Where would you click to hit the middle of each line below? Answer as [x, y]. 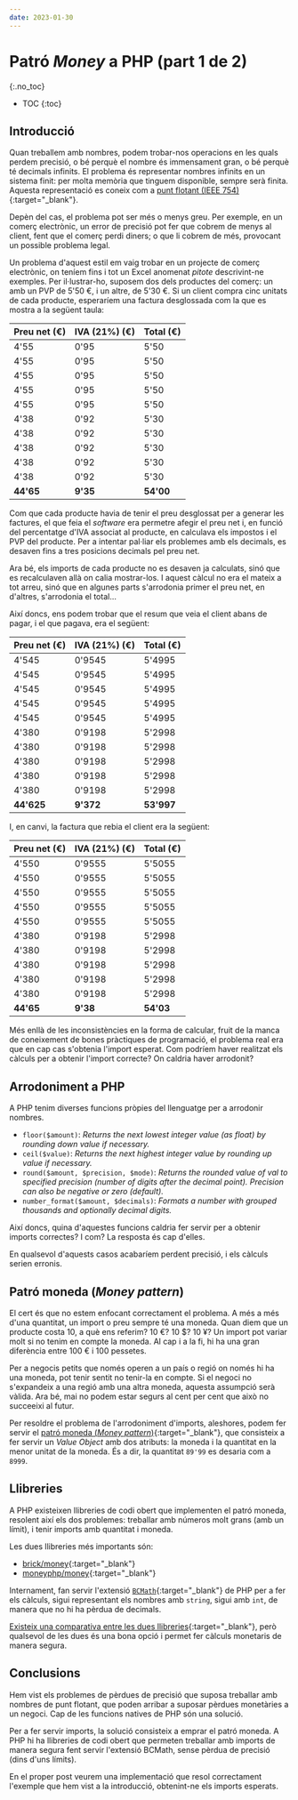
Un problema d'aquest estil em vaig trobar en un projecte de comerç [135, 262]
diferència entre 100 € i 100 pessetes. [78, 1351]
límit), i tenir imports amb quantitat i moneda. [91, 1529]
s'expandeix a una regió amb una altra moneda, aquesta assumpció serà [142, 1387]
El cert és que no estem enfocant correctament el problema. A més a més [145, 1313]
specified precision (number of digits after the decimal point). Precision [153, 1182]
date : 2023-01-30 [41, 17]
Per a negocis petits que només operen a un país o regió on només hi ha [142, 1368]
